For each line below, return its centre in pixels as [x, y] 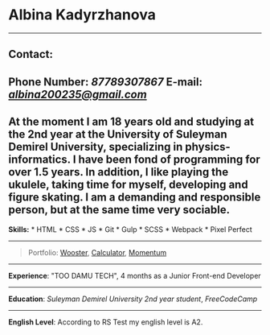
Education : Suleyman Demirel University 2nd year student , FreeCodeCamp [133, 299]
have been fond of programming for [170, 160]
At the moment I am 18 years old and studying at [131, 122]
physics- [207, 147]
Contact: [31, 54]
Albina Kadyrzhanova [82, 15]
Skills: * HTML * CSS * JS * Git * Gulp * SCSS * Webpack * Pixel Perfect [131, 229]
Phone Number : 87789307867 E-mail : [106, 82]
